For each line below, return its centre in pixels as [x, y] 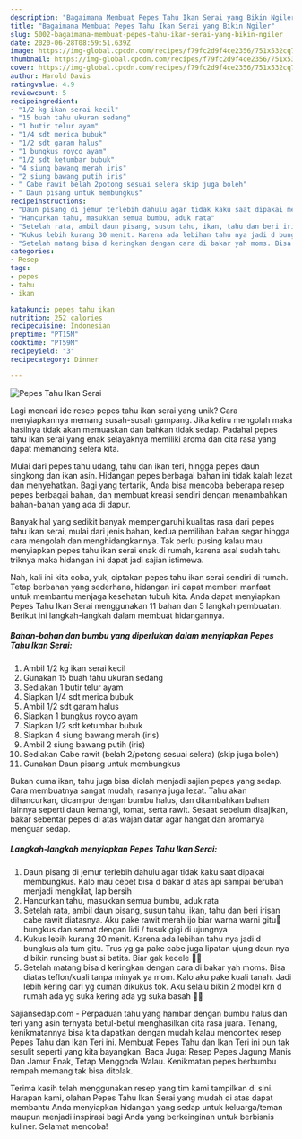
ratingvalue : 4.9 [43, 84]
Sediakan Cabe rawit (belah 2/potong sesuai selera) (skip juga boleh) [151, 754]
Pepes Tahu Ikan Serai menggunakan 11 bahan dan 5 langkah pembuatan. [146, 605]
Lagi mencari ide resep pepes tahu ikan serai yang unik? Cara [124, 411]
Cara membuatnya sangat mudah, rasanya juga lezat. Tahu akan [129, 790]
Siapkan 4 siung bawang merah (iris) [91, 735]
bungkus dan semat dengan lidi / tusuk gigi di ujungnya [125, 929]
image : [22, 51]
